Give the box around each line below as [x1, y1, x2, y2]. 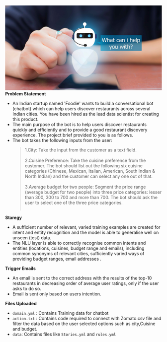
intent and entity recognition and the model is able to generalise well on [12, 229, 159, 236]
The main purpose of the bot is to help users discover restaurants [12, 122, 147, 128]
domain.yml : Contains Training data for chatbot [12, 310, 109, 316]
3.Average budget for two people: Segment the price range [24, 184, 146, 190]
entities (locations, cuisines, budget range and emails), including [12, 245, 145, 251]
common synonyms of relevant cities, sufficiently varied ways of [12, 251, 145, 257]
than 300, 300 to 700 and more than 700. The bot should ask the [24, 195, 158, 201]
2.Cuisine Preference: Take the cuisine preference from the [24, 157, 146, 164]
